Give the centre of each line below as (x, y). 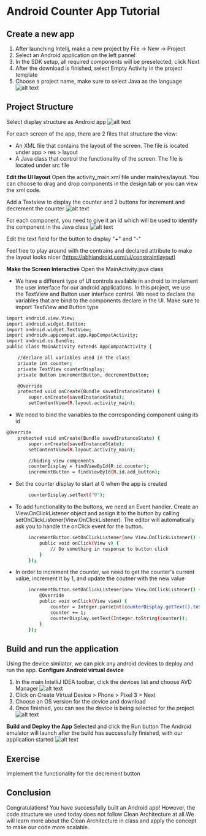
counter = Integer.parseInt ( (87, 607)
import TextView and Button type (57, 307)
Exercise (23, 759)
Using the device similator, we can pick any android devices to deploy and (100, 664)
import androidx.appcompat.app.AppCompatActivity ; (72, 336)
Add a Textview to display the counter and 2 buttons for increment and (96, 202)
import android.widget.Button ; (46, 324)
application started (30, 740)
